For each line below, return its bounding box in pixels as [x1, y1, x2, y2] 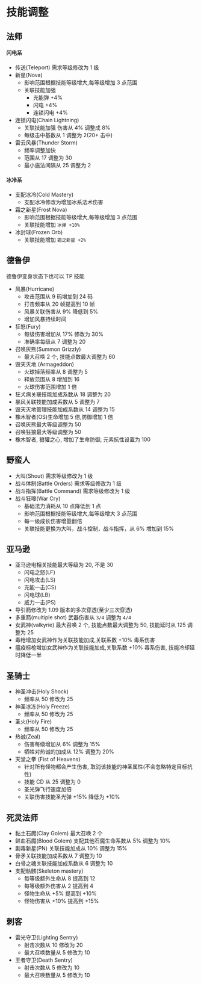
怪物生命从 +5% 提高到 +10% [23, 890, 97, 897]
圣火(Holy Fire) [14, 718, 52, 725]
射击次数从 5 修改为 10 [23, 964, 80, 971]
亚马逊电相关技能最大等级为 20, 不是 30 [14, 561, 114, 569]
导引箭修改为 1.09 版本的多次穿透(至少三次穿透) [14, 606, 132, 614]
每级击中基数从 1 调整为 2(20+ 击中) [23, 131, 113, 138]
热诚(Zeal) [14, 733, 41, 740]
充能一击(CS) [23, 584, 57, 591]
